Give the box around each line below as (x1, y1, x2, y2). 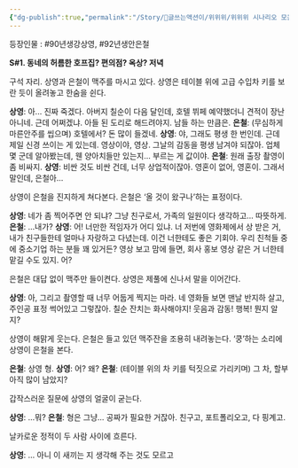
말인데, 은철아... (9, 172, 64, 183)
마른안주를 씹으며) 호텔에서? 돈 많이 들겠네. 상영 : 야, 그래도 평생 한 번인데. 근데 (9, 128, 280, 138)
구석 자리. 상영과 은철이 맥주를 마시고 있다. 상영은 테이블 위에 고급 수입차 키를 (9, 76, 277, 87)
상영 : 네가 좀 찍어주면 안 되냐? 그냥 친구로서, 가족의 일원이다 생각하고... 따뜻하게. (9, 210, 286, 221)
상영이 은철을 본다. (9, 344, 74, 355)
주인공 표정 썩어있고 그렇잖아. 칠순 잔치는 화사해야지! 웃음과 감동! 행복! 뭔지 (9, 303, 269, 314)
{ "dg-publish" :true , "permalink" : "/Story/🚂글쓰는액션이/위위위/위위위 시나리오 (9, 12, 278, 22)
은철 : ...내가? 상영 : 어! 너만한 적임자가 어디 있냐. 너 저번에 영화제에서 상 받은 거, (9, 221, 281, 231)
